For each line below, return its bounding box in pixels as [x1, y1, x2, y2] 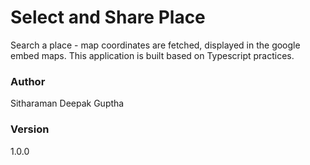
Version [10, 122, 50, 136]
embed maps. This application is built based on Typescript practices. [10, 49, 295, 61]
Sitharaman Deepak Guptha [10, 97, 125, 110]
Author [10, 74, 46, 88]
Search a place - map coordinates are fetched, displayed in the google [10, 39, 301, 51]
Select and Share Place [10, 6, 206, 29]
